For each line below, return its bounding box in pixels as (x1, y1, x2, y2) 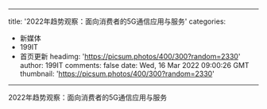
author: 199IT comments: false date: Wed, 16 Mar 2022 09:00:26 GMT (19, 61, 250, 70)
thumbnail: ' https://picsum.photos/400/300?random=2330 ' (19, 69, 215, 78)
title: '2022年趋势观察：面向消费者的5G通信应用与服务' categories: (8, 17, 226, 26)
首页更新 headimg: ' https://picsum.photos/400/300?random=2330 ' (19, 52, 241, 61)
